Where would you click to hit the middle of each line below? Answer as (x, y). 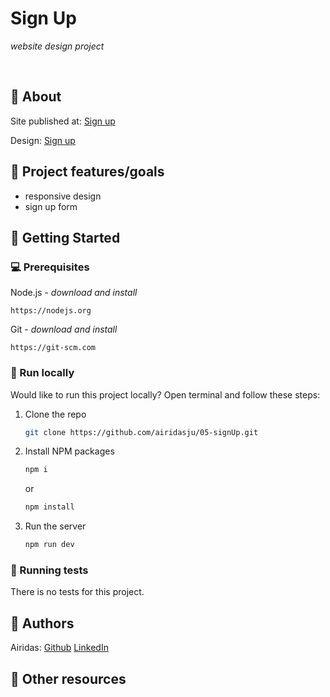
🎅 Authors (42, 623)
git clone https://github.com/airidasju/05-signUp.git (141, 432)
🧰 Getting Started (65, 237)
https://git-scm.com (53, 348)
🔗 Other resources (68, 678)
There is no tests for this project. (77, 592)
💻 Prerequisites (50, 267)
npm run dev (49, 545)
